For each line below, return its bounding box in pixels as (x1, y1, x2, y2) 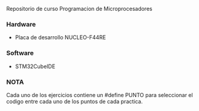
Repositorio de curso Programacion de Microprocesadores (6, 5, 152, 12)
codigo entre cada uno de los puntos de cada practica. (6, 98, 143, 105)
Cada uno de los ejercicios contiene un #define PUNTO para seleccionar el (6, 91, 194, 98)
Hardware (6, 20, 36, 28)
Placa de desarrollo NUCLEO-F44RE (15, 34, 106, 41)
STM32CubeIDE (15, 63, 56, 70)
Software (6, 49, 34, 57)
